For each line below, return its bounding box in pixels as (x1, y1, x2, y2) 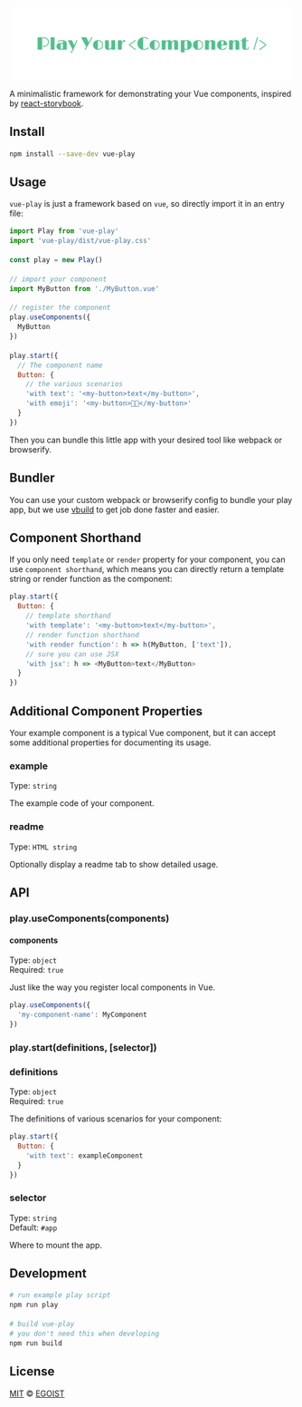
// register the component (9, 303, 111, 313)
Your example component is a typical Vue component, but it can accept (9, 728, 276, 739)
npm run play (9, 1300, 59, 1310)
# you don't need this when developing (9, 1329, 160, 1338)
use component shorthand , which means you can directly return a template (9, 564, 285, 575)
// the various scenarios (25, 380, 124, 389)
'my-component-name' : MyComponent (17, 1010, 147, 1020)
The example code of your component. (9, 798, 156, 809)
